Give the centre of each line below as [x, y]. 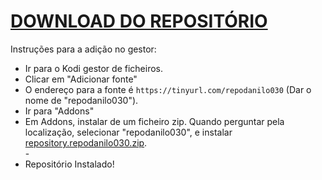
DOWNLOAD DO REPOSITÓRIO [139, 21]
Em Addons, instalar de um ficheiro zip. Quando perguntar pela [154, 121]
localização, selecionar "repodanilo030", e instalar [128, 132]
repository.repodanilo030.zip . [86, 142]
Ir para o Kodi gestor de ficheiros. [93, 68]
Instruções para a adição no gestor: [83, 49]
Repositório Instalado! [69, 164]
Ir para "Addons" [59, 111]
